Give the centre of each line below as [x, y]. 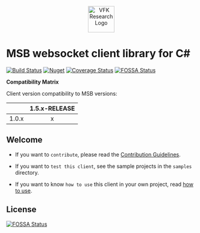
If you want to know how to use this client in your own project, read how [104, 184]
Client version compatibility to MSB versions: [62, 93]
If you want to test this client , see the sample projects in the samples [103, 166]
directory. [27, 172]
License [21, 210]
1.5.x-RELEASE [52, 108]
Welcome [24, 140]
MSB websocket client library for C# [98, 54]
